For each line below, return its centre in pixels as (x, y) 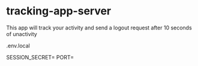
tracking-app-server (59, 11)
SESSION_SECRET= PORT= (40, 57)
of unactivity (22, 34)
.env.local (18, 46)
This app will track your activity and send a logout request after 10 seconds (99, 28)
